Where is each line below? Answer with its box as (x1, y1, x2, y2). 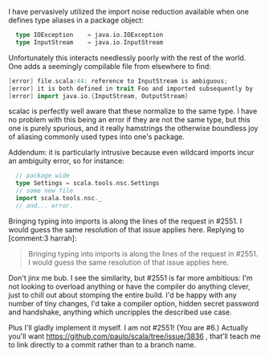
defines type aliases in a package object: (8, 15, 145, 25)
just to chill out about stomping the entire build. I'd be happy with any (8, 289, 237, 300)
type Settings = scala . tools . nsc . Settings (15, 179, 160, 187)
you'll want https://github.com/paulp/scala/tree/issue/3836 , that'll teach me (8, 331, 261, 341)
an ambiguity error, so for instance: (8, 156, 124, 166)
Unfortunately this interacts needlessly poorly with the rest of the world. (8, 52, 247, 63)
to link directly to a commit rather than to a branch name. (8, 339, 197, 349)
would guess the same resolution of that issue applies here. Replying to (8, 224, 245, 234)
